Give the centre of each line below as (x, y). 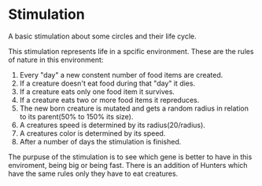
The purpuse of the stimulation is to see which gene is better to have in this (130, 157)
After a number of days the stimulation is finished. (100, 141)
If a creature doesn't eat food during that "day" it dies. (107, 83)
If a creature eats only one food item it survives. (97, 91)
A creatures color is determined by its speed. (92, 133)
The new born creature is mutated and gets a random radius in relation (134, 108)
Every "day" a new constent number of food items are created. (121, 75)
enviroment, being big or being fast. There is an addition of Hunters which (128, 165)
